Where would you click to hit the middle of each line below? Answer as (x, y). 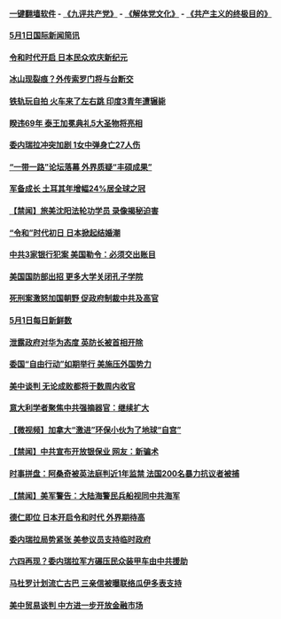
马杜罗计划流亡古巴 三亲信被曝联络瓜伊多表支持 (96, 584)
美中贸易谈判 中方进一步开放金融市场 (76, 605)
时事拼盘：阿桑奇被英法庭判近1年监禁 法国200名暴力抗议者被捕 (125, 474)
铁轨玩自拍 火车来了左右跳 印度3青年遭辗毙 (87, 101)
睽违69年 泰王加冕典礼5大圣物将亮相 (76, 123)
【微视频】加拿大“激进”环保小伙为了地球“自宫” (95, 429)
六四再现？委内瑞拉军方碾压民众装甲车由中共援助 (98, 561)
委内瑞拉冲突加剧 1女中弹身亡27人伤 (75, 145)
